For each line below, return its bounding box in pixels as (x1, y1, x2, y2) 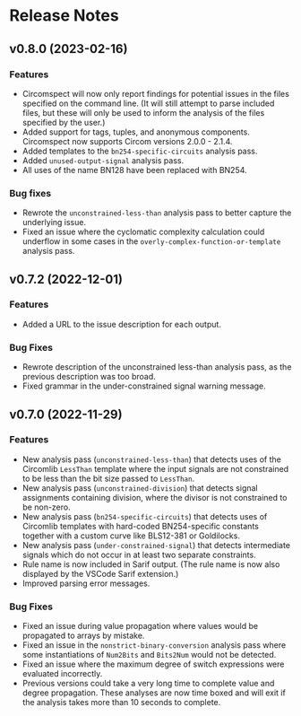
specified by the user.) (21, 117, 106, 127)
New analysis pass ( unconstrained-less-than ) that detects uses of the (21, 454, 282, 465)
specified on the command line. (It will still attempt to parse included (21, 98, 275, 109)
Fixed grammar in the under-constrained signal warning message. (21, 380, 266, 391)
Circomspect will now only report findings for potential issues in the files (21, 88, 289, 99)
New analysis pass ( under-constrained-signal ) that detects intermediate (21, 539, 291, 550)
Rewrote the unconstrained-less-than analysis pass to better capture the (21, 207, 292, 218)
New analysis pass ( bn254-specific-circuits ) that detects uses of (21, 511, 268, 521)
